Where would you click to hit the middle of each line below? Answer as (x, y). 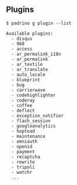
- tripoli (23, 167)
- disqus (22, 38)
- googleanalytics (34, 126)
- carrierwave (28, 90)
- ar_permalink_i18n (36, 54)
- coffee (22, 105)
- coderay (23, 100)
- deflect (23, 110)
